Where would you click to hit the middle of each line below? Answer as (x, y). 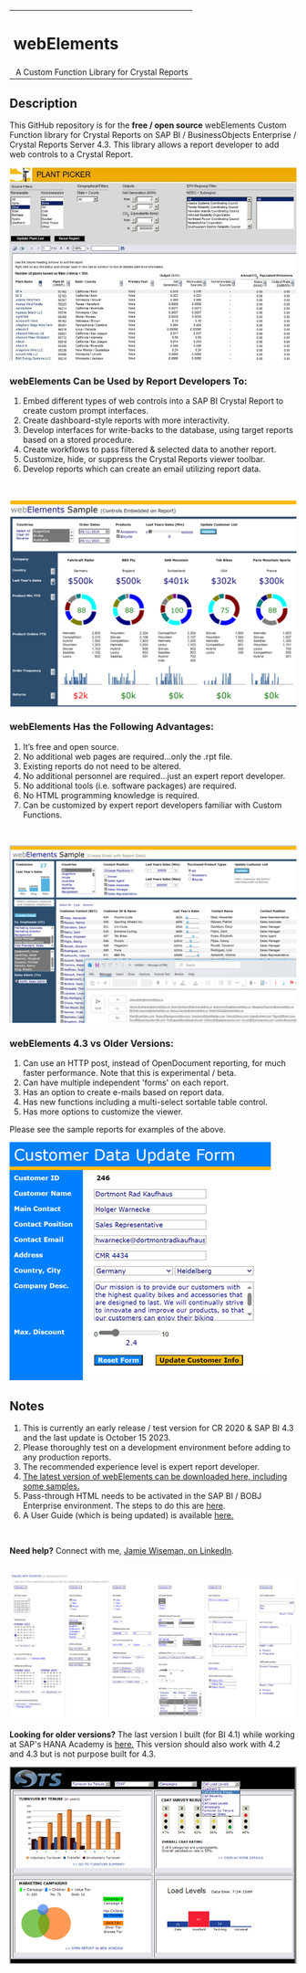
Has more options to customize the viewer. (103, 1112)
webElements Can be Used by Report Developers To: (128, 381)
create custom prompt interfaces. (85, 411)
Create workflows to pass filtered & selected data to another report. (149, 449)
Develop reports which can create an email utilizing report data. (142, 469)
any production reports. (67, 1457)
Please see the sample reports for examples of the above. (117, 1130)
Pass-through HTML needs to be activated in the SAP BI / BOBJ (142, 1495)
